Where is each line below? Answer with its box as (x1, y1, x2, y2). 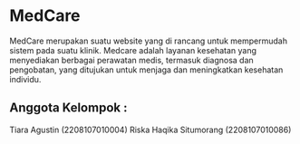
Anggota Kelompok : (9, 101, 128, 116)
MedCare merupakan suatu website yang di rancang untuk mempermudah (9, 35, 288, 46)
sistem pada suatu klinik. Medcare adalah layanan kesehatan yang (9, 44, 256, 55)
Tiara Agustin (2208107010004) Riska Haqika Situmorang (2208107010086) (9, 124, 292, 135)
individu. (9, 73, 42, 84)
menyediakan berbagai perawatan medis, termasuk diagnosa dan (9, 54, 254, 65)
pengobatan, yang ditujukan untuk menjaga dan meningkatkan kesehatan (9, 64, 284, 75)
